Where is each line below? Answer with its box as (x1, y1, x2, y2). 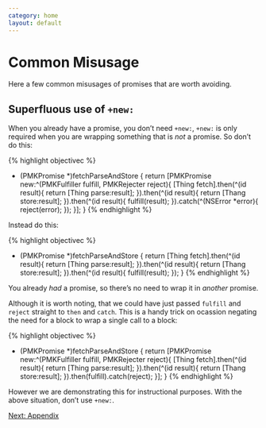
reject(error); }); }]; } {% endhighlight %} (19, 205, 152, 214)
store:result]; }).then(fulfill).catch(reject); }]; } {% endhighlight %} (19, 372, 234, 381)
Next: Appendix (8, 411, 60, 421)
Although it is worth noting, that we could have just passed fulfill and (8, 299, 241, 308)
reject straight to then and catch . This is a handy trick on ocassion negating (8, 307, 257, 317)
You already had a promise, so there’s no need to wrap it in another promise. (8, 283, 259, 293)
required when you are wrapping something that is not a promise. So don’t (8, 132, 252, 141)
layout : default (8, 19, 62, 27)
